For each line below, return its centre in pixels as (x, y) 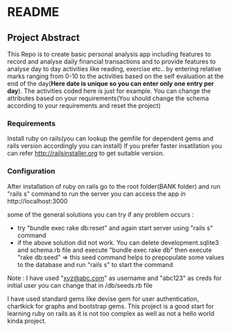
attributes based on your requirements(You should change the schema (108, 98)
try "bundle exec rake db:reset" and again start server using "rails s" (115, 228)
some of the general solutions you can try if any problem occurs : (101, 214)
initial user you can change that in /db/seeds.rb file (80, 285)
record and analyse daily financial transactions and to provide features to (112, 62)
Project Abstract (43, 38)
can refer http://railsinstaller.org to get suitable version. (86, 154)
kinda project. (27, 321)
